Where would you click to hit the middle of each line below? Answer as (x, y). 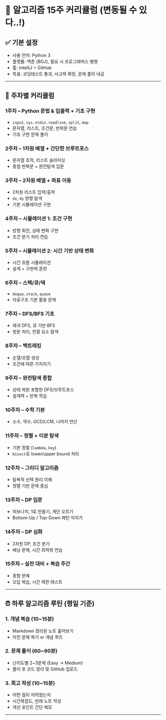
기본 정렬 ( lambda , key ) (34, 448)
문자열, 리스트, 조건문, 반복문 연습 (44, 128)
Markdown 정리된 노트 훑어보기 (43, 631)
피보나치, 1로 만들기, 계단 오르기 (43, 512)
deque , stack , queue (31, 294)
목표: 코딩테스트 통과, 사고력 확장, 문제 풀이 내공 (58, 74)
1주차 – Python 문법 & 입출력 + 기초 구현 (50, 111)
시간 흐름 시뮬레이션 (31, 262)
